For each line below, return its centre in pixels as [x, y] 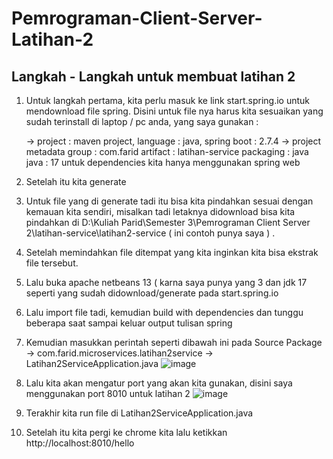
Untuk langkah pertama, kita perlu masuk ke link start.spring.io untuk [168, 100]
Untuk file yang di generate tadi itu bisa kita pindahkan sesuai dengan [169, 201]
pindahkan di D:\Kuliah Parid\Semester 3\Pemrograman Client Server [168, 222]
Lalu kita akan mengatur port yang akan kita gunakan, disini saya [159, 383]
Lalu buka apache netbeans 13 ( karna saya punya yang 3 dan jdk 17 [166, 282]
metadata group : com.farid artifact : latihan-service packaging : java [167, 151]
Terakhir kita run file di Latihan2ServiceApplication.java [139, 413]
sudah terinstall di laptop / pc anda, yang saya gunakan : [142, 121]
